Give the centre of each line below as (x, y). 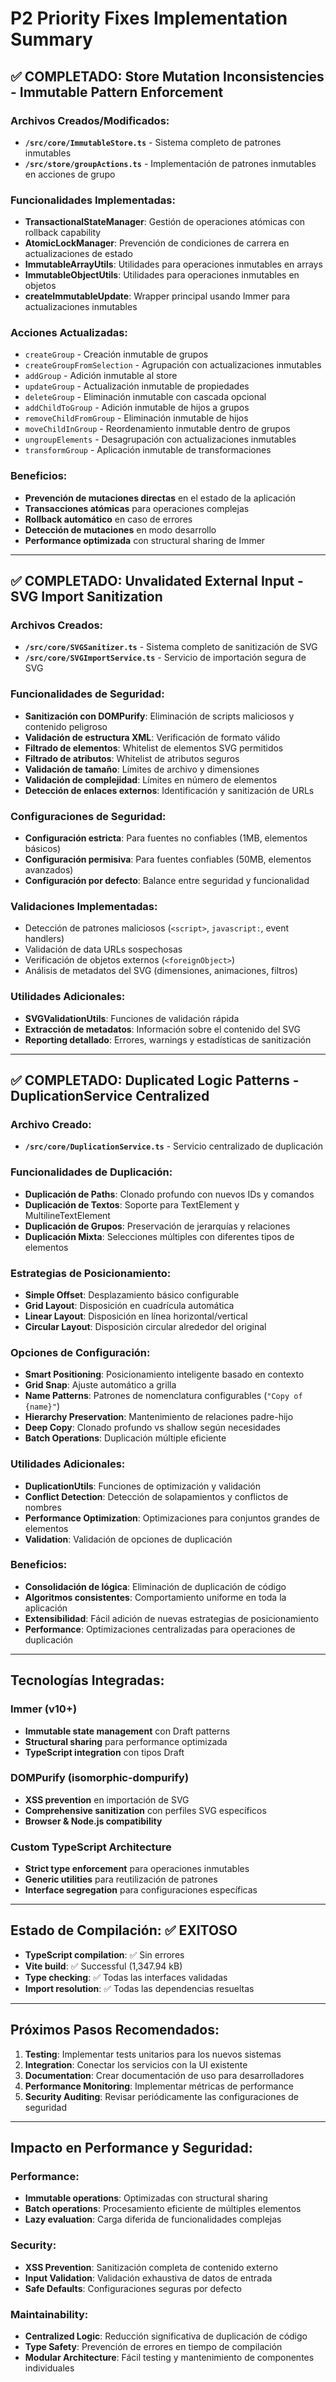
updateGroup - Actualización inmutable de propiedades (137, 386)
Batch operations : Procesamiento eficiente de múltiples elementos (163, 2209)
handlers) (44, 939)
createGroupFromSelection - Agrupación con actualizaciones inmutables (173, 365)
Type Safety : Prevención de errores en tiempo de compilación (153, 2346)
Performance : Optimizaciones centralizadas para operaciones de (160, 1629)
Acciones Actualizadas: (69, 333)
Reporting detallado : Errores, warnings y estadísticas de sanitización (168, 1039)
